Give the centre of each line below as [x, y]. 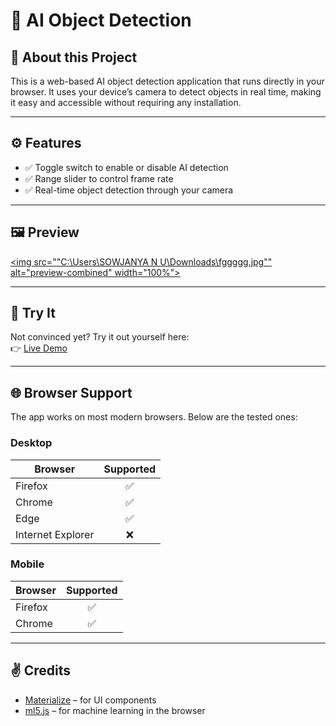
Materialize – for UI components [90, 700]
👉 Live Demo [39, 348]
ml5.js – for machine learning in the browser [115, 710]
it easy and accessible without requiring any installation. [126, 102]
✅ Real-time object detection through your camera [129, 190]
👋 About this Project [74, 57]
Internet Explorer [55, 534]
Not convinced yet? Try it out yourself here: [100, 337]
